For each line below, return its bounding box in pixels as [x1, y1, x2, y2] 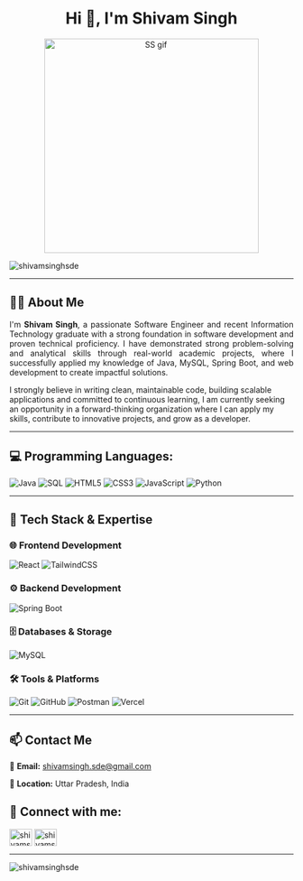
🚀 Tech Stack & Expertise [9, 512, 153, 527]
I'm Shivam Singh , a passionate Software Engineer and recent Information [9, 319, 294, 329]
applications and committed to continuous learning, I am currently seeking [9, 394, 286, 404]
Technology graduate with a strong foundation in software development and [9, 329, 294, 339]
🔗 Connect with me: [9, 804, 122, 820]
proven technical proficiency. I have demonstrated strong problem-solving [9, 338, 294, 348]
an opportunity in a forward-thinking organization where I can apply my [9, 403, 275, 414]
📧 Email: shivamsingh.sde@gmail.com [9, 760, 151, 771]
